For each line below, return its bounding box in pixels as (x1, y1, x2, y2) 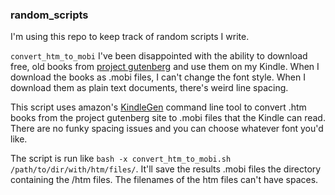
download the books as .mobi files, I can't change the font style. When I (10, 71, 306, 83)
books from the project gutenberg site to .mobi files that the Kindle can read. (10, 112, 326, 124)
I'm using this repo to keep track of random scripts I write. (10, 31, 250, 43)
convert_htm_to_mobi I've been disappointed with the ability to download (10, 50, 308, 62)
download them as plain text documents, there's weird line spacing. (10, 82, 289, 94)
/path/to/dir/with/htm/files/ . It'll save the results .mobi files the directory (10, 163, 322, 175)
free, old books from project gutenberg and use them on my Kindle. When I (10, 61, 320, 73)
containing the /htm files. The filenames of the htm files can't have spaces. (10, 174, 319, 186)
